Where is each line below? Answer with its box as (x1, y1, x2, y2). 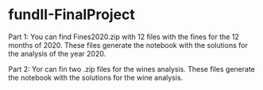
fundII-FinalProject (8, 6, 135, 24)
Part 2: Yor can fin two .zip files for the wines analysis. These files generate (8, 64, 256, 73)
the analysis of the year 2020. (8, 49, 106, 58)
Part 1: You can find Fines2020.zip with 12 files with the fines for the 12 (8, 32, 240, 41)
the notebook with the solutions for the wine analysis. (8, 72, 184, 82)
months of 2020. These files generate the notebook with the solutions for (8, 40, 248, 49)
